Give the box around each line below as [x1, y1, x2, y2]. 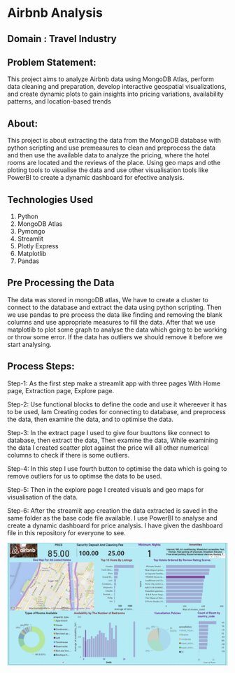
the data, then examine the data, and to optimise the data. [7, 415, 173, 423]
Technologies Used [7, 194, 93, 206]
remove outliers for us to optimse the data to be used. [7, 472, 162, 480]
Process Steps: [7, 360, 75, 372]
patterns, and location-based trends [7, 97, 112, 106]
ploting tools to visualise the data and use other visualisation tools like [7, 166, 208, 174]
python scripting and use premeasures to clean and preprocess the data [7, 143, 215, 152]
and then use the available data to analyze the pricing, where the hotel [7, 151, 210, 160]
